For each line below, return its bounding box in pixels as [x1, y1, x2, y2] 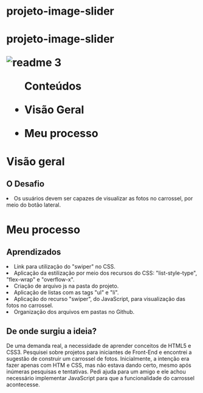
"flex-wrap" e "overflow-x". [6, 276, 75, 283]
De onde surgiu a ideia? [6, 326, 97, 336]
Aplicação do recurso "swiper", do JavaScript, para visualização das [14, 296, 185, 303]
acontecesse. [6, 381, 41, 388]
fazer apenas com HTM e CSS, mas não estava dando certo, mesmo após [6, 361, 191, 369]
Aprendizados [6, 247, 61, 257]
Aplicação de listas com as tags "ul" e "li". [14, 289, 119, 296]
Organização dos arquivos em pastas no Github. [14, 308, 135, 316]
